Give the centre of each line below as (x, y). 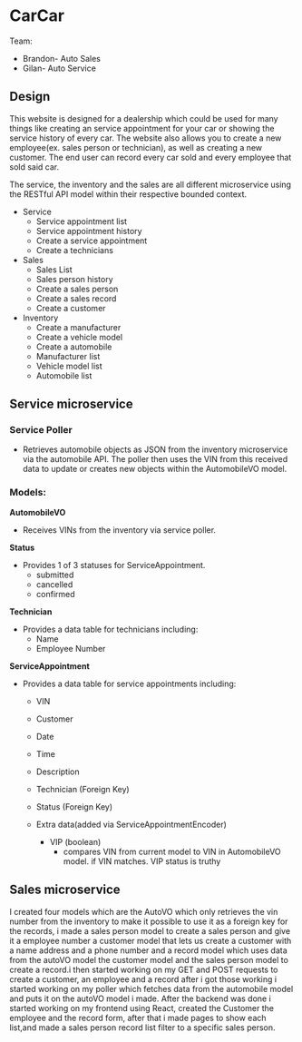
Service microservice (71, 404)
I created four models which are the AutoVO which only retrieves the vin (144, 911)
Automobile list (64, 375)
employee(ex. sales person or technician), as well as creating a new (136, 147)
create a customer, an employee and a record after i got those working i (143, 979)
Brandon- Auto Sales (62, 58)
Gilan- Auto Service (59, 68)
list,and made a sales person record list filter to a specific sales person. (142, 1027)
